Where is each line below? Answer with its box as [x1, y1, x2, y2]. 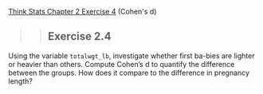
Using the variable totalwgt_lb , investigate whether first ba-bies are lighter [8, 51, 255, 61]
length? [8, 76, 33, 86]
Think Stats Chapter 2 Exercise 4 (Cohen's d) [8, 7, 157, 16]
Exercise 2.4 [47, 29, 112, 43]
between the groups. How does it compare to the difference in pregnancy [8, 68, 249, 77]
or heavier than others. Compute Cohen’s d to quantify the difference [8, 59, 235, 69]
